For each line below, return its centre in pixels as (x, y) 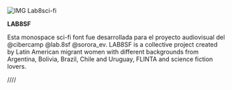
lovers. (17, 66)
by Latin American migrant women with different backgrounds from (103, 52)
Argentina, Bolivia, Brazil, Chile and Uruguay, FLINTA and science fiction (110, 59)
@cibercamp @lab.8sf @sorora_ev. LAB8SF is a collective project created (113, 44)
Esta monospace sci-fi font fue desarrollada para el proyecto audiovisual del (116, 37)
